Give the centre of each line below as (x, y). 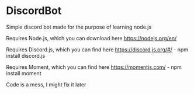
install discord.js (26, 55)
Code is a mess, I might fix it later (46, 84)
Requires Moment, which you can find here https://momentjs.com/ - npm (94, 67)
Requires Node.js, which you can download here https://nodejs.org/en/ (91, 38)
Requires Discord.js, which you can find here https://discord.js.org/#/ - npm (97, 49)
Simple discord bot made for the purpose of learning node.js (79, 27)
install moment (24, 73)
